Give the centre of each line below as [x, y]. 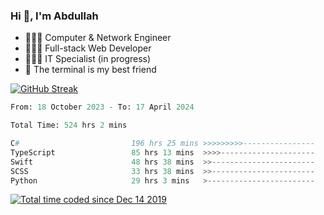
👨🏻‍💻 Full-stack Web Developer [88, 48]
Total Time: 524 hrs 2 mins [69, 125]
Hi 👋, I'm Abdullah [54, 16]
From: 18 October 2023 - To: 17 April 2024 [102, 107]
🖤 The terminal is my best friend [90, 70]
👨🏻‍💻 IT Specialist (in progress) [88, 59]
